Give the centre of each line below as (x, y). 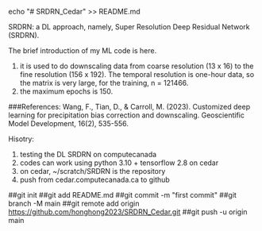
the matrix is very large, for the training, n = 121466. (104, 83)
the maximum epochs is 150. (66, 91)
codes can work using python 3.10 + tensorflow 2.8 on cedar (119, 163)
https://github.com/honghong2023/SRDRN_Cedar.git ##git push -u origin (128, 212)
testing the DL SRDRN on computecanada (88, 154)
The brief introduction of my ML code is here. (83, 50)
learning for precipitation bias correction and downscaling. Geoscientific (126, 115)
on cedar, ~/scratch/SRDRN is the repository (92, 171)
